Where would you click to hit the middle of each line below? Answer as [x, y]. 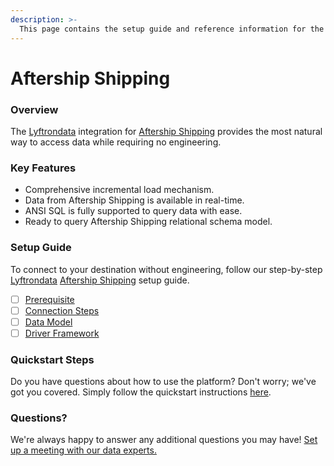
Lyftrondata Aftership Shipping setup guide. [100, 280]
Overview [34, 109]
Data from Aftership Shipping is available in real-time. [134, 200]
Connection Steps [62, 310]
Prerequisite [49, 299]
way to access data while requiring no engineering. [116, 142]
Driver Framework [62, 333]
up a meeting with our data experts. [83, 450]
